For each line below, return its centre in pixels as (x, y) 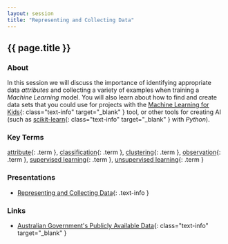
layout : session (30, 13)
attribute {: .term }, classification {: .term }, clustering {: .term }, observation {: (114, 152)
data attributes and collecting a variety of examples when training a (103, 90)
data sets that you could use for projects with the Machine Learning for (108, 105)
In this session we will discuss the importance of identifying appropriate (110, 83)
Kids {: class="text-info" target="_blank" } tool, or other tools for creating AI (114, 112)
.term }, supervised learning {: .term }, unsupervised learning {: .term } (105, 160)
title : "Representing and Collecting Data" (71, 20)
